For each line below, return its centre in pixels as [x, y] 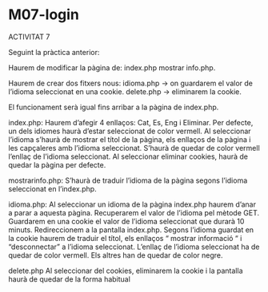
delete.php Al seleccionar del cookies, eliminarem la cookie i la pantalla [126, 270]
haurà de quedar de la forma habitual [69, 279]
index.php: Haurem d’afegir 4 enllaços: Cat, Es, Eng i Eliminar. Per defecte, [131, 122]
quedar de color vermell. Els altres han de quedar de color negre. [116, 255]
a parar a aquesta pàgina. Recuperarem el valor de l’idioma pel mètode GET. [134, 212]
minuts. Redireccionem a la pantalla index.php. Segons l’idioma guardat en [131, 230]
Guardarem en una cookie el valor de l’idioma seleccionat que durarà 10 [126, 221]
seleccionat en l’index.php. [53, 188]
